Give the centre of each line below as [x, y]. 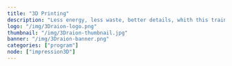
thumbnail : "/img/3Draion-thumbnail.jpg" [68, 33]
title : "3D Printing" [38, 13]
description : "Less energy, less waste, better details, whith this [108, 20]
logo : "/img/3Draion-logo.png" [52, 26]
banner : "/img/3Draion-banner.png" [58, 39]
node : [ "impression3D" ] [41, 52]
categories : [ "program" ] [43, 45]
